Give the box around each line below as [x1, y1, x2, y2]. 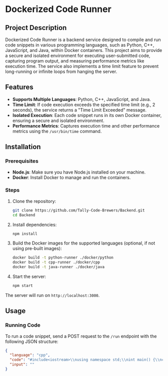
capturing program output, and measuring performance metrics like [5, 58, 144, 63]
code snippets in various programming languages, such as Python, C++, [5, 42, 154, 48]
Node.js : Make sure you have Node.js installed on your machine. [12, 169, 146, 175]
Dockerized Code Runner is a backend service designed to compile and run [5, 36, 161, 42]
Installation [5, 142, 41, 151]
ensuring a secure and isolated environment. [12, 117, 104, 123]
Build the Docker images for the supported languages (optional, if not [12, 240, 155, 246]
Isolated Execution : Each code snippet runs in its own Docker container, [12, 112, 162, 118]
